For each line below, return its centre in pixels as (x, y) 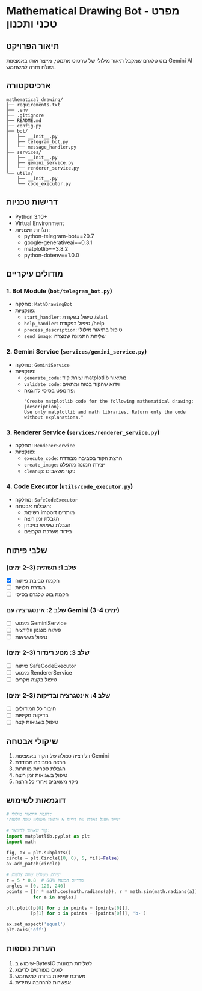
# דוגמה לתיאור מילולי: (29, 814)
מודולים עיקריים (35, 274)
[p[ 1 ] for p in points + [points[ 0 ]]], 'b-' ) (88, 913)
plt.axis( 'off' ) (26, 930)
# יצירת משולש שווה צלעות (34, 875)
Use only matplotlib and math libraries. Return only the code (105, 412)
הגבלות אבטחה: (33, 506)
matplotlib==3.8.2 (46, 248)
